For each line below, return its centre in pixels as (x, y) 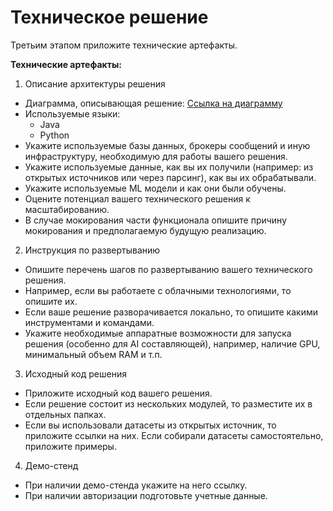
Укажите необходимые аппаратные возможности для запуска (158, 333)
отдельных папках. (65, 414)
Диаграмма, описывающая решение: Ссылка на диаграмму (153, 103)
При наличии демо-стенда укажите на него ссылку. (136, 485)
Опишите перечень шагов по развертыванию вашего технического (168, 269)
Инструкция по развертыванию (92, 250)
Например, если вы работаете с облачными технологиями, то (158, 290)
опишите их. (51, 301)
